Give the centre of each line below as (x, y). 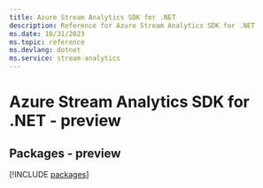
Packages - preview (65, 153)
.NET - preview (65, 121)
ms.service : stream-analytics (65, 58)
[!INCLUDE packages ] (49, 174)
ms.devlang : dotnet (45, 50)
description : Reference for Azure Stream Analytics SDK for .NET (132, 26)
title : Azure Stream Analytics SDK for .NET (93, 17)
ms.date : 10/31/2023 (47, 34)
